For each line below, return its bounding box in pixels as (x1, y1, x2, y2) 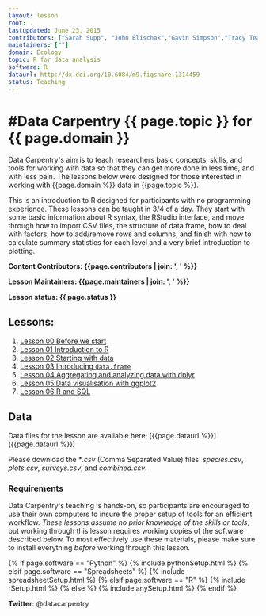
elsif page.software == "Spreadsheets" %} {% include (8, 567, 185, 576)
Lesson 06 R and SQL (19, 387, 91, 396)
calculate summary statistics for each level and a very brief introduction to (8, 238, 251, 247)
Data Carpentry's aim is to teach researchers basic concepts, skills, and (8, 155, 243, 165)
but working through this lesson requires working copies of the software (8, 526, 244, 536)
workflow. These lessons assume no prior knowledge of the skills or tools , (8, 518, 250, 527)
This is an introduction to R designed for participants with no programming (8, 196, 251, 205)
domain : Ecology (8, 48, 62, 56)
